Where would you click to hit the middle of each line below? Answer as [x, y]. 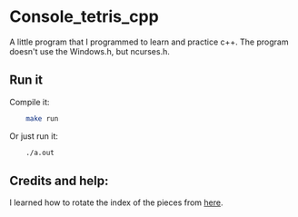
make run [42, 118]
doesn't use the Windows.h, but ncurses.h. [90, 51]
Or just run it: [34, 136]
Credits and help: [59, 180]
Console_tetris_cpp [84, 17]
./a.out [40, 153]
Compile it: [30, 102]
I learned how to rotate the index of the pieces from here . [116, 202]
